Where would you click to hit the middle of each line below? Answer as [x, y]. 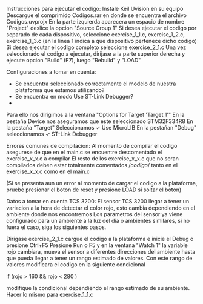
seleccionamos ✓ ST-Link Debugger [52, 134]
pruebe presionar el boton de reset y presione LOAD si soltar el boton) [94, 190]
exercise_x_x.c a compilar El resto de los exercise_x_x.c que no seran [92, 159]
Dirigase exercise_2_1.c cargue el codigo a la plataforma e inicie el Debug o [100, 239]
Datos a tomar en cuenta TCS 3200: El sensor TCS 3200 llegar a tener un [98, 201]
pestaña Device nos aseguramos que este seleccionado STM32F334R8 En [100, 121]
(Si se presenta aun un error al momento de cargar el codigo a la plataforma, [102, 183]
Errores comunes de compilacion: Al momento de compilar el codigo [92, 146]
